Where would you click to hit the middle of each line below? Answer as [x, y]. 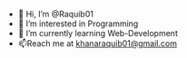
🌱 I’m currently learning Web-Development [98, 33]
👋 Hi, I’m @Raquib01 [55, 14]
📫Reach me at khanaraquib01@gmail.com [97, 43]
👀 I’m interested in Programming [78, 24]
